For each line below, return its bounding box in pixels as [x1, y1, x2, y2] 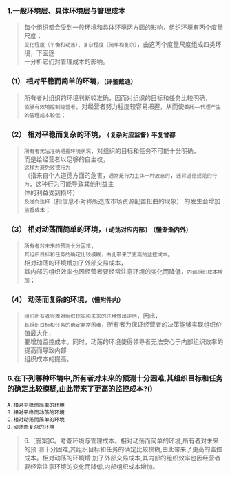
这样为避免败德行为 [23, 164, 71, 171]
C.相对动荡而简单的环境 [7, 416, 65, 423]
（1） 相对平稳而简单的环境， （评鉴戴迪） [7, 77, 137, 86]
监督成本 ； [23, 205, 52, 214]
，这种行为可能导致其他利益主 [29, 179, 114, 187]
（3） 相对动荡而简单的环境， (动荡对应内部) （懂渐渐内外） [7, 224, 192, 234]
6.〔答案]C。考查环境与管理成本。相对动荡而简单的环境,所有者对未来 [23, 436, 219, 445]
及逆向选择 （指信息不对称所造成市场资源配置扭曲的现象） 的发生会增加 [23, 196, 221, 205]
